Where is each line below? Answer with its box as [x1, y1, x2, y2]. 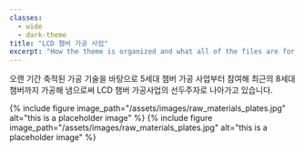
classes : [9, 13, 43, 23]
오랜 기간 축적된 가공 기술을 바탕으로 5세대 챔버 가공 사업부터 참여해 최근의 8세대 [9, 74, 296, 85]
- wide [17, 22, 43, 31]
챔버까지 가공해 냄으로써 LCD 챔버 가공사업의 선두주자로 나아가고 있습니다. [9, 85, 273, 96]
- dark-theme [17, 30, 67, 39]
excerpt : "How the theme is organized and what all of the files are [9, 47, 279, 56]
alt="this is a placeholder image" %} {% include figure [9, 113, 213, 124]
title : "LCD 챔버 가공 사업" [9, 38, 109, 48]
